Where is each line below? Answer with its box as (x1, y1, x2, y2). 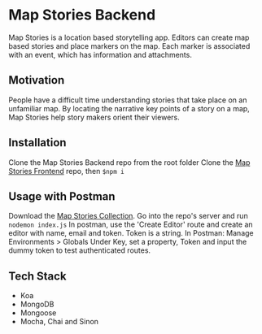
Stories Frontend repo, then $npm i (8, 166, 124, 176)
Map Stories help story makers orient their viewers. (8, 112, 181, 122)
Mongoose (20, 308, 57, 318)
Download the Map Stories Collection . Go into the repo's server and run (8, 211, 248, 221)
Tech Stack (8, 269, 67, 283)
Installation (8, 136, 67, 150)
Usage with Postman (8, 189, 116, 203)
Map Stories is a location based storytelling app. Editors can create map (8, 33, 250, 42)
